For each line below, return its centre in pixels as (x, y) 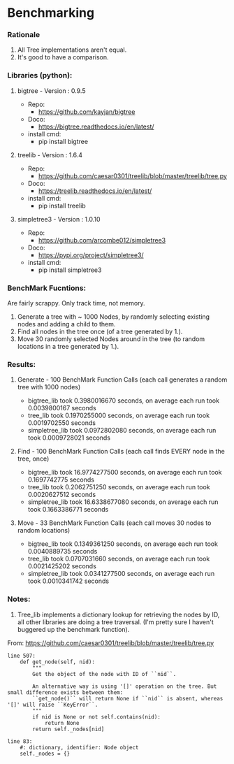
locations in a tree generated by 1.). (68, 347)
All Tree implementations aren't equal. (72, 50)
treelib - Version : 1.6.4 (50, 154)
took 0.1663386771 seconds (68, 510)
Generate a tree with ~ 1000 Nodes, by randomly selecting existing (114, 317)
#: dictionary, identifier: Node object (79, 747)
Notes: (19, 599)
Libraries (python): (40, 75)
